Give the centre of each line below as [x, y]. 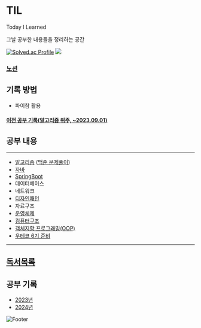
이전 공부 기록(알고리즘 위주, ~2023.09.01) [57, 120]
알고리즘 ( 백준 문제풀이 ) [42, 162]
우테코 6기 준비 [33, 236]
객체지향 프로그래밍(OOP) [45, 229]
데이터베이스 [30, 184]
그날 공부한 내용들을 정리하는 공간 [45, 39]
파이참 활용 [28, 105]
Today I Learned [26, 27]
